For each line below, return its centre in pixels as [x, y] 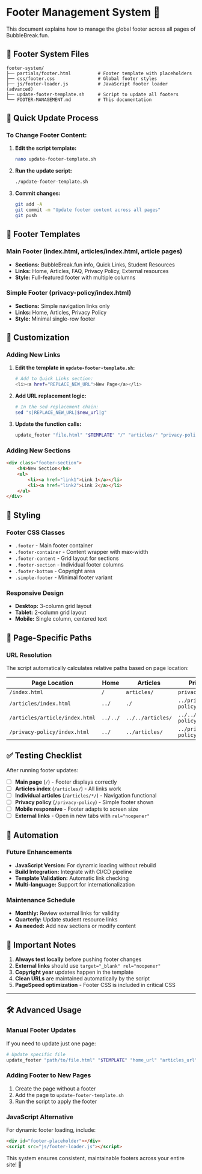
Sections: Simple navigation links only [62, 306]
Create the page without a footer [55, 1089]
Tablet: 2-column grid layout [50, 612]
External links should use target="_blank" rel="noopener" [88, 965]
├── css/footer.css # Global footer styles [82, 78]
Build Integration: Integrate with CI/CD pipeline [73, 871]
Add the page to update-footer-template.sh [69, 1095]
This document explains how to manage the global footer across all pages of [101, 29]
